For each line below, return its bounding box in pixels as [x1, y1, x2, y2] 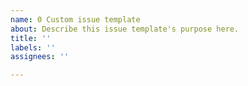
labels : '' [10, 42, 56, 53]
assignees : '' [10, 52, 70, 62]
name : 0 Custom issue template [10, 14, 141, 25]
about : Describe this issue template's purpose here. [10, 24, 240, 34]
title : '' [10, 33, 52, 43]
